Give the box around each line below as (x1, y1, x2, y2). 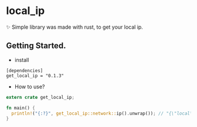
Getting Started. (6, 41, 66, 51)
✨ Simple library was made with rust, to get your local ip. (6, 23, 144, 30)
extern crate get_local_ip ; (6, 94, 75, 100)
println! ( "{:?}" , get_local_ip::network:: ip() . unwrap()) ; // (11, 110, 164, 116)
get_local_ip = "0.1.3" (6, 73, 64, 78)
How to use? (14, 83, 45, 90)
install (14, 56, 29, 63)
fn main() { (6, 105, 35, 111)
